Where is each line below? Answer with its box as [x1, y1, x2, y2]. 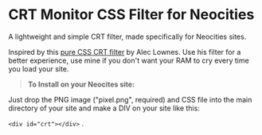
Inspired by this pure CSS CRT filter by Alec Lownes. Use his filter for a [8, 47, 241, 56]
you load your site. [8, 64, 69, 73]
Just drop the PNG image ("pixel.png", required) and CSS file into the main [8, 94, 252, 104]
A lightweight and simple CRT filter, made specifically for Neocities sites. [8, 32, 247, 41]
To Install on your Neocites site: [27, 79, 135, 89]
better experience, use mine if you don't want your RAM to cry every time [8, 56, 249, 65]
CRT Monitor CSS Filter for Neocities [8, 6, 255, 24]
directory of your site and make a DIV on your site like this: [8, 103, 201, 113]
